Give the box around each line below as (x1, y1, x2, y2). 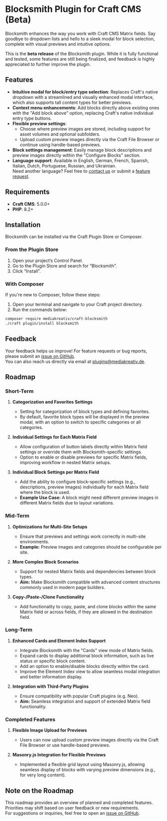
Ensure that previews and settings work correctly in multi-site (19, 533, 146, 539)
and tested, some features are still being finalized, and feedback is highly (5, 56, 155, 62)
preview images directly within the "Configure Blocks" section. (12, 152, 141, 158)
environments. (19, 538, 50, 545)
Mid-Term (5, 512, 30, 519)
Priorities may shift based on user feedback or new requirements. (5, 805, 139, 811)
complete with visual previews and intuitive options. (5, 41, 111, 47)
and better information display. (19, 673, 83, 679)
